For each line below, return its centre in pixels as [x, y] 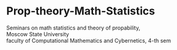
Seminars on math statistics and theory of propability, [73, 28]
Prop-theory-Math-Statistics [81, 11]
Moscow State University [38, 34]
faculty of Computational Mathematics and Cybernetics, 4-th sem [89, 40]
